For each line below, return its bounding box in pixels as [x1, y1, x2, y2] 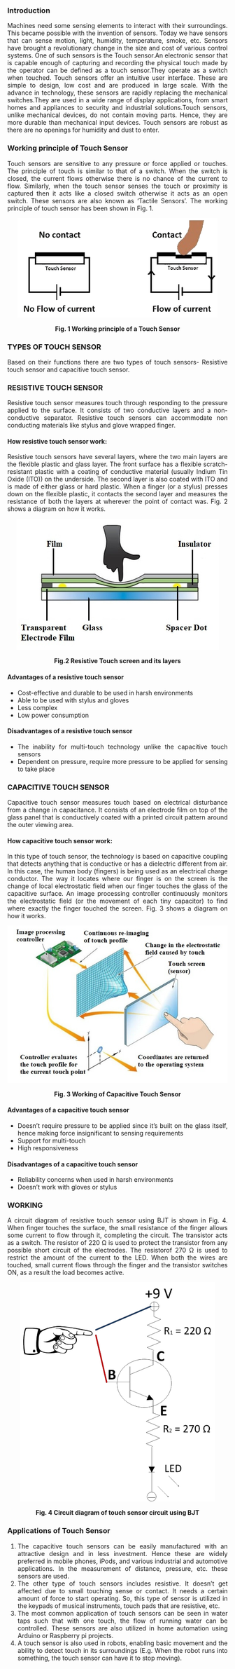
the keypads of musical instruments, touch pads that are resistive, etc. [17, 1601, 220, 1610]
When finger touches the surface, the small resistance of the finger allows [7, 1224, 228, 1232]
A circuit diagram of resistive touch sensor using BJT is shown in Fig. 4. [7, 1216, 228, 1225]
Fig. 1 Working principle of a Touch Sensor [55, 325, 180, 333]
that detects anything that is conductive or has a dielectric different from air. [7, 859, 228, 868]
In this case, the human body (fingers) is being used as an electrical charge [7, 867, 228, 876]
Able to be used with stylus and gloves [17, 696, 129, 704]
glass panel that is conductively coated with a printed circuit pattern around [7, 813, 228, 822]
